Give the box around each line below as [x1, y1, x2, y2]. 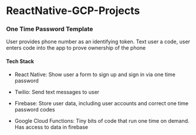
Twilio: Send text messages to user [14, 88, 100, 95]
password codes [14, 106, 55, 113]
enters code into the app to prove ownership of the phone [6, 44, 146, 51]
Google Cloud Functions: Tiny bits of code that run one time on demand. [14, 117, 190, 124]
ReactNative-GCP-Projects [6, 4, 140, 18]
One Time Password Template [6, 25, 93, 33]
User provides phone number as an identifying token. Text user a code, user [6, 38, 191, 45]
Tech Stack [6, 58, 34, 65]
